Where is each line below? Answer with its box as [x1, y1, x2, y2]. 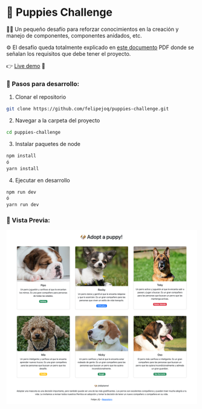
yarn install [6, 165, 39, 171]
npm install [6, 153, 36, 159]
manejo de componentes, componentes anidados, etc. [6, 32, 142, 39]
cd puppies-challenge [6, 130, 61, 136]
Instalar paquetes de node [15, 140, 80, 147]
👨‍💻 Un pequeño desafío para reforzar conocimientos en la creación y [6, 25, 179, 33]
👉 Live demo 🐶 [6, 62, 45, 69]
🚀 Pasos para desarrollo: [6, 79, 80, 88]
